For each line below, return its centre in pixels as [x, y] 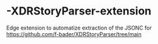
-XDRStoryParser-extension [79, 11]
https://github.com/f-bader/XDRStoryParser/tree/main [74, 34]
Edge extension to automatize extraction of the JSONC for [79, 28]
